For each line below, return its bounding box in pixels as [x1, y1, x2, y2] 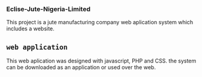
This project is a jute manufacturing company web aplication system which [6, 19, 194, 26]
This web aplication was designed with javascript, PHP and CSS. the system [6, 57, 197, 65]
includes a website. [6, 25, 55, 32]
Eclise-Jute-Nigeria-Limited [6, 5, 91, 13]
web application [6, 42, 68, 52]
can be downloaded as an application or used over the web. [6, 64, 156, 71]
